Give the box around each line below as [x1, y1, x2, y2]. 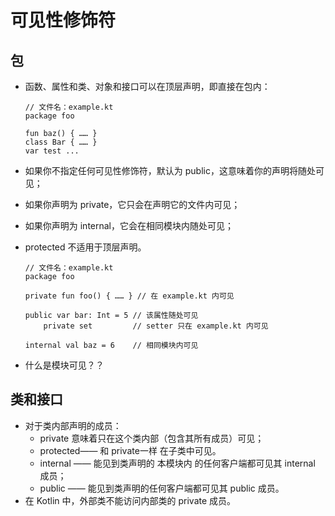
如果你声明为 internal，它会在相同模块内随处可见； [24, 220, 235, 231]
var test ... [24, 146, 80, 156]
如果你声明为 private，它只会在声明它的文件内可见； [24, 199, 241, 210]
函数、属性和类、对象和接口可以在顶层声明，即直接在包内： [24, 81, 271, 92]
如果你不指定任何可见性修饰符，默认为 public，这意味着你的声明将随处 [24, 165, 316, 176]
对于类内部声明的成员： [24, 419, 122, 431]
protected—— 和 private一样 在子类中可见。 [39, 444, 222, 456]
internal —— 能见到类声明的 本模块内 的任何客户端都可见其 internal [39, 457, 316, 469]
